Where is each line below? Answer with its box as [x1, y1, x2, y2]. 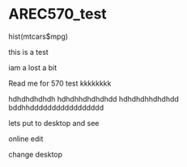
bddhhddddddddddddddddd [8, 102, 104, 112]
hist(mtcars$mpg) [8, 31, 69, 41]
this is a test [8, 47, 49, 56]
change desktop [8, 149, 63, 159]
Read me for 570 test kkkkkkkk [8, 78, 112, 88]
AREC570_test [8, 5, 107, 23]
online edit [8, 134, 44, 144]
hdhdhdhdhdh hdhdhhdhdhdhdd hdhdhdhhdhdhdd [8, 94, 180, 103]
